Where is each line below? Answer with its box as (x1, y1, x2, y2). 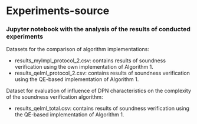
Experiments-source (6, 4, 110, 18)
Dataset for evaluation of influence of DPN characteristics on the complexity (6, 87, 192, 95)
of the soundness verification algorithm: (6, 93, 103, 100)
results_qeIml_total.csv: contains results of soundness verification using (14, 105, 190, 112)
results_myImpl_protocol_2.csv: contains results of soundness (14, 57, 166, 64)
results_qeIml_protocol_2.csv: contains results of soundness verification (14, 69, 191, 77)
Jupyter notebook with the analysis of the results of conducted (6, 25, 191, 33)
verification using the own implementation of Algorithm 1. (14, 63, 153, 71)
